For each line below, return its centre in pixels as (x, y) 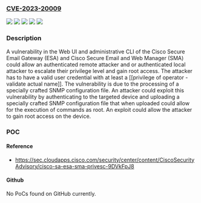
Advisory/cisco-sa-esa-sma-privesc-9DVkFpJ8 (74, 166)
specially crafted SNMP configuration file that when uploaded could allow (98, 103)
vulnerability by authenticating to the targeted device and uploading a (93, 97)
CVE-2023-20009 (34, 9)
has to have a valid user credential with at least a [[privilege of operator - (97, 77)
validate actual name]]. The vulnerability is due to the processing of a (93, 84)
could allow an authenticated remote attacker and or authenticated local (96, 64)
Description (24, 38)
